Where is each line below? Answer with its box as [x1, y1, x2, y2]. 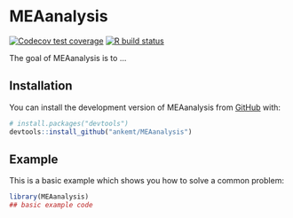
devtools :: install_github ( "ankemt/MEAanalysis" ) [9, 127, 193, 136]
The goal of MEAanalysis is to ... [9, 52, 127, 63]
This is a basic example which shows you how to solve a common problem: [9, 175, 284, 186]
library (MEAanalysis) [9, 192, 90, 201]
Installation [9, 78, 73, 94]
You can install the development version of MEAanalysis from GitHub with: [9, 102, 281, 113]
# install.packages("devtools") [9, 119, 129, 128]
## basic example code [9, 201, 93, 210]
